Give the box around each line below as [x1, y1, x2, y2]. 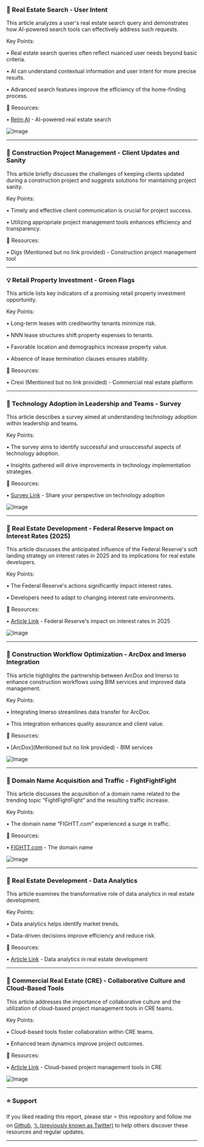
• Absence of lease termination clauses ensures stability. [6, 355, 149, 362]
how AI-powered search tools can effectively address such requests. [6, 26, 179, 33]
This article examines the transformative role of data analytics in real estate [6, 890, 195, 898]
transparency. [6, 225, 41, 232]
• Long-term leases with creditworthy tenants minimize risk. [6, 319, 157, 327]
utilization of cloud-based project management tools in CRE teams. [6, 1004, 174, 1012]
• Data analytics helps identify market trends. [6, 920, 120, 927]
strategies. [6, 468, 33, 475]
